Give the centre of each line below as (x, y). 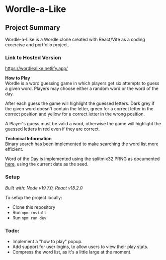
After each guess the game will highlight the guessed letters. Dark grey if (80, 103)
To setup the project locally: (34, 197)
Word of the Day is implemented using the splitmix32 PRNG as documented (83, 159)
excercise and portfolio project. (37, 45)
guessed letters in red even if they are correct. (53, 129)
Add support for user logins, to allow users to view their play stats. (80, 247)
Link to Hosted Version (33, 57)
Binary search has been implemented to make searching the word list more (82, 144)
